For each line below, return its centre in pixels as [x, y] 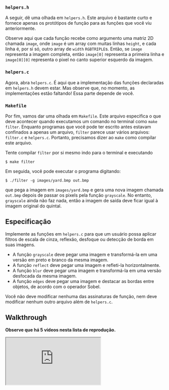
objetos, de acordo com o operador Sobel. [57, 287]
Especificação [28, 222]
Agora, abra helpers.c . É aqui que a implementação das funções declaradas [84, 82]
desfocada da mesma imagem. [45, 276]
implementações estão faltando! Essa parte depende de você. [70, 93]
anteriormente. [21, 29]
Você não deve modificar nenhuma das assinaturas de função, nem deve [81, 296]
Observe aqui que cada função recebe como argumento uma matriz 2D [79, 38]
